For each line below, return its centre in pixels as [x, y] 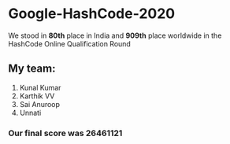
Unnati [30, 113]
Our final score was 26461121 [65, 133]
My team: [32, 69]
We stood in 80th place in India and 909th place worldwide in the [115, 35]
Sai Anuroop [40, 104]
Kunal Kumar [40, 87]
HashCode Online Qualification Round [70, 43]
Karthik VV [37, 96]
